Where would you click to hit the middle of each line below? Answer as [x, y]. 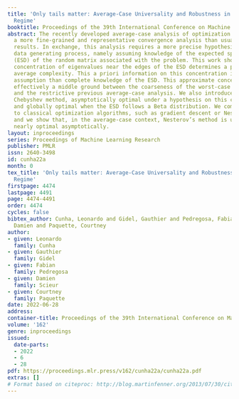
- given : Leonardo [34, 239]
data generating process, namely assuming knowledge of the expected [119, 54]
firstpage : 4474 [31, 186]
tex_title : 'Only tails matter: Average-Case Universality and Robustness [121, 172]
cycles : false [28, 213]
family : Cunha [34, 245]
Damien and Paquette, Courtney [60, 225]
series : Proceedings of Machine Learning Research [84, 139]
